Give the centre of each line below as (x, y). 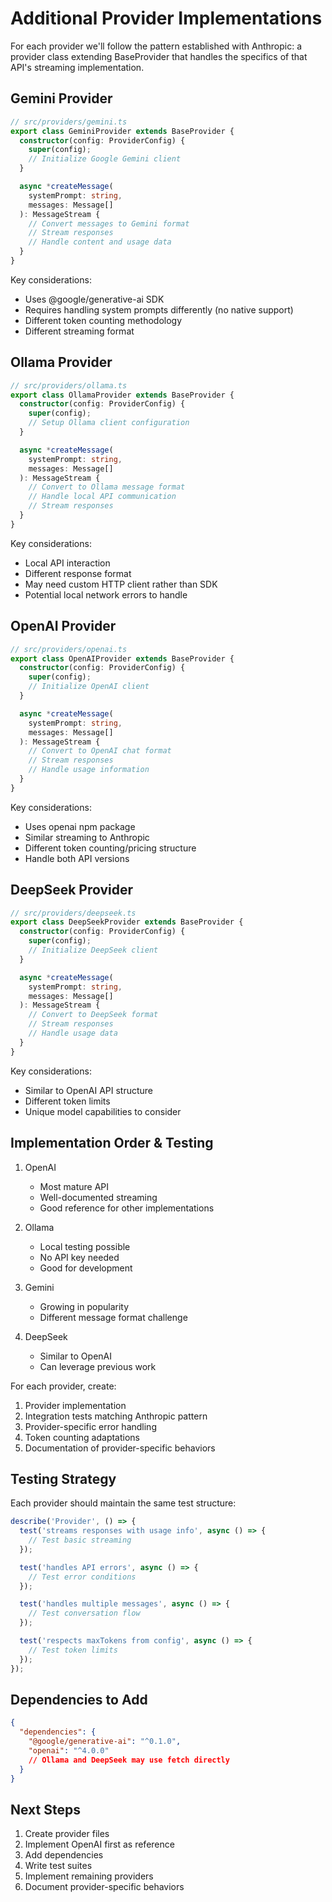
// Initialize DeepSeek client (93, 950)
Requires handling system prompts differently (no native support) (159, 309)
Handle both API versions (77, 858)
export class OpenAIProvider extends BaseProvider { (122, 658)
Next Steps (45, 1809)
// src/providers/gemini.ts (69, 122)
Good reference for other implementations (127, 1208)
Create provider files (67, 1834)
